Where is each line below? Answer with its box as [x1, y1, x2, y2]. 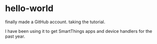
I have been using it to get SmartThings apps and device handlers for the [5, 28, 153, 34]
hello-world [5, 3, 54, 14]
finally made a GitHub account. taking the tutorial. [5, 19, 105, 25]
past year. [5, 33, 26, 39]
